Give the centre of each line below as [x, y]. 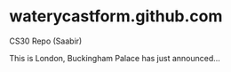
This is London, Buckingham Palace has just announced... [115, 58]
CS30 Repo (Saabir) [46, 41]
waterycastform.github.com [116, 16]
